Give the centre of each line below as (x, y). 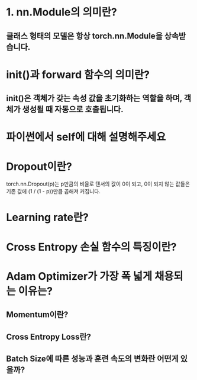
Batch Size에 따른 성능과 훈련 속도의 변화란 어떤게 (92, 359)
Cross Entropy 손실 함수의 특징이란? (91, 247)
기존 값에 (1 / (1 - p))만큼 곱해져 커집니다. (53, 191)
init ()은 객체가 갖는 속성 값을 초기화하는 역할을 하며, (94, 98)
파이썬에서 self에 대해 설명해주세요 (86, 137)
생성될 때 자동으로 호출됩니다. (73, 109)
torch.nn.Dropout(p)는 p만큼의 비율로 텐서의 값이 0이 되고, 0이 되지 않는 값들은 (98, 184)
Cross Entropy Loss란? (49, 336)
